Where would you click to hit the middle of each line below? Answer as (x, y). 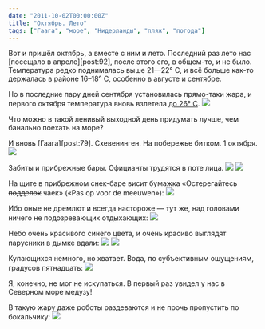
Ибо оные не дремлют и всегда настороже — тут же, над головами (124, 208)
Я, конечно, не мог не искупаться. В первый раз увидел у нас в (117, 283)
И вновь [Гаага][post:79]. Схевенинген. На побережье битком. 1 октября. (133, 143)
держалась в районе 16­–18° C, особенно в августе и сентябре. (115, 79)
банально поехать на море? (56, 128)
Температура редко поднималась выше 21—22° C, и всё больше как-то (131, 70)
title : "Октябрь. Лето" (48, 23)
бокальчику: (29, 317)
